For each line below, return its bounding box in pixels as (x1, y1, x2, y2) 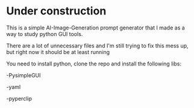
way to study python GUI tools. (6, 30, 83, 37)
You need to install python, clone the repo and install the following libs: (6, 60, 182, 67)
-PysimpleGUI (6, 71, 41, 79)
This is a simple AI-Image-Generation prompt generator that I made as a (6, 24, 185, 31)
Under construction (6, 4, 107, 18)
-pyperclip (6, 95, 32, 102)
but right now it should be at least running (6, 48, 110, 55)
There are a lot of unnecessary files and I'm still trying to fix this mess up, (6, 42, 189, 49)
